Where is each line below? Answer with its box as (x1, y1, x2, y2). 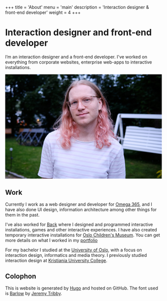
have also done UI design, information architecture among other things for (5, 207, 157, 213)
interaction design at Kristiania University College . (5, 258, 108, 264)
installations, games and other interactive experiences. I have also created (5, 227, 158, 233)
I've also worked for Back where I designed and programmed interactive (5, 222, 153, 227)
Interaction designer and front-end (5, 27, 152, 38)
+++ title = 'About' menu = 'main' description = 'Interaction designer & (5, 4, 149, 10)
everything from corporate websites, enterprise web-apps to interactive (5, 59, 153, 65)
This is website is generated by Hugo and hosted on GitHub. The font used (5, 285, 158, 291)
